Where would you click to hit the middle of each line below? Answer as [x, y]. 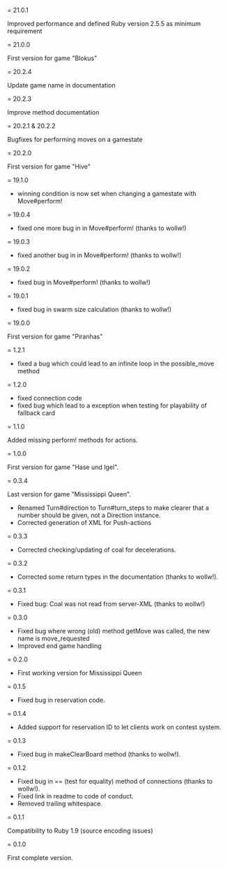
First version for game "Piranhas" [55, 336]
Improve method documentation [53, 112]
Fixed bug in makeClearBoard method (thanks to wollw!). [99, 754]
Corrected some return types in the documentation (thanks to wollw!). [117, 577]
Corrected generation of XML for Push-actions [84, 523]
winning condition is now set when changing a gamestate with [107, 194]
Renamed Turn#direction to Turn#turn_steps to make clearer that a [113, 508]
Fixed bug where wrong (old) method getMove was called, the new [114, 631]
